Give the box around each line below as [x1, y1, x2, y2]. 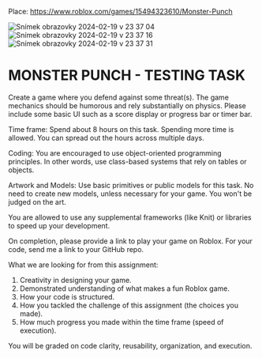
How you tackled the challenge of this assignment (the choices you [19, 300, 239, 310]
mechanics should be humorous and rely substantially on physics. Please [8, 100, 247, 110]
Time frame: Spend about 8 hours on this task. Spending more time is [8, 124, 234, 134]
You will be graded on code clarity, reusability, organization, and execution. [8, 341, 253, 350]
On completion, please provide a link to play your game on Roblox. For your [8, 236, 253, 246]
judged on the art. [8, 197, 67, 206]
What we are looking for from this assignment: [8, 260, 159, 269]
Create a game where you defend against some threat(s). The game [8, 92, 229, 102]
